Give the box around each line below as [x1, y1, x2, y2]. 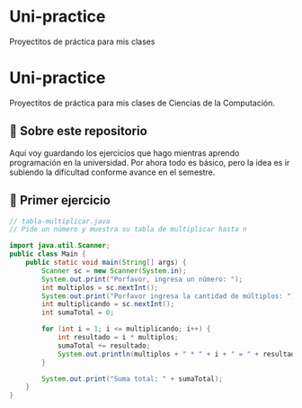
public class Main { [9, 249, 87, 258]
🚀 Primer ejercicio [9, 193, 111, 208]
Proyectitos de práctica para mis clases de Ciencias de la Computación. [9, 97, 276, 108]
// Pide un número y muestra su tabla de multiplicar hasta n [9, 225, 247, 234]
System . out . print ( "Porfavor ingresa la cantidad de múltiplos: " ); [41, 291, 299, 301]
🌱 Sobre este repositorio [9, 123, 148, 139]
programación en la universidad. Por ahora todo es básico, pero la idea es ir [9, 157, 290, 168]
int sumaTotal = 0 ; [41, 308, 115, 317]
